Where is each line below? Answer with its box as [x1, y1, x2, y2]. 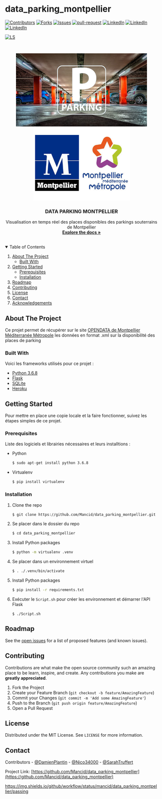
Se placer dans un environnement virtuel [12, 559, 94, 565]
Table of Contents [9, 244, 45, 250]
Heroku [12, 386, 27, 392]
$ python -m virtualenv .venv [12, 550, 74, 555]
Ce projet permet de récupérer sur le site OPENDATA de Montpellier [5, 327, 141, 333]
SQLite [12, 380, 26, 386]
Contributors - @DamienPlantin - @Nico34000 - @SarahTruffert [5, 759, 133, 765]
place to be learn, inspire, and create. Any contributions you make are [5, 670, 145, 676]
